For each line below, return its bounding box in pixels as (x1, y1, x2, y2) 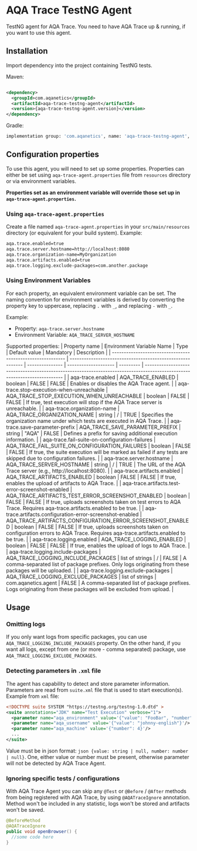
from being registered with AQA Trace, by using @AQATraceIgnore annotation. (6, 794, 191, 801)
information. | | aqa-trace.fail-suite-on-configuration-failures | (6, 436, 156, 443)
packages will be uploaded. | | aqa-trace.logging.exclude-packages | (6, 567, 173, 574)
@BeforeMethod (6, 818, 41, 824)
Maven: (6, 73, 25, 80)
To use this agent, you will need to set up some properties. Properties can (6, 165, 185, 172)
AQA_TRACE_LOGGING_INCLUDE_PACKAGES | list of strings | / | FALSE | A (6, 554, 187, 561)
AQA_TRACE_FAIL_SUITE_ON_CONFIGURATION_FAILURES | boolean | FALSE (6, 442, 191, 449)
